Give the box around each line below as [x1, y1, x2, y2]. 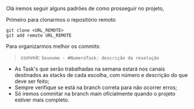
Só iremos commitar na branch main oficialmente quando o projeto [14, 90, 176, 97]
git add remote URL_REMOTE [6, 33, 72, 38]
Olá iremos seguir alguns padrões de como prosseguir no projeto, [6, 5, 165, 12]
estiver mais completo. [14, 96, 70, 103]
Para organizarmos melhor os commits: [6, 43, 101, 50]
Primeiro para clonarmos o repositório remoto [6, 16, 116, 23]
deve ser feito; [14, 78, 50, 85]
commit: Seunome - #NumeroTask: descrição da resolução [20, 54, 160, 61]
